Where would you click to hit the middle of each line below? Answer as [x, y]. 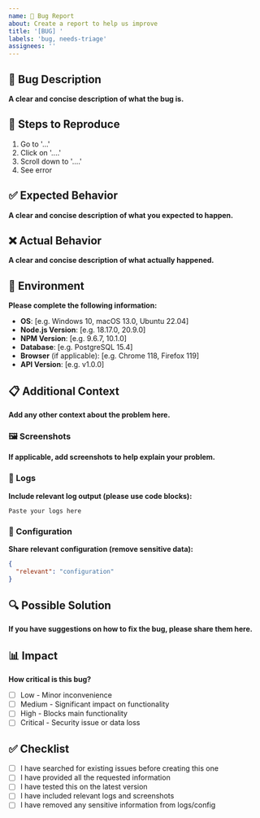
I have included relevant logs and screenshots [97, 796]
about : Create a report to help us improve [83, 24]
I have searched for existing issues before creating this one [119, 768]
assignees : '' [32, 46]
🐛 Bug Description [55, 79]
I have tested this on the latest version [84, 787]
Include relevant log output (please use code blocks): [100, 496]
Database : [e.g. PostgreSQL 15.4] [76, 348]
